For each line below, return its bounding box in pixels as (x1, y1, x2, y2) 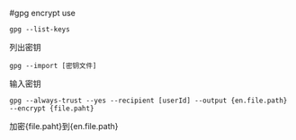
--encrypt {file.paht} (9, 104, 94, 113)
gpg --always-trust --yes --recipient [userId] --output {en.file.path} (9, 96, 288, 105)
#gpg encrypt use (9, 8, 76, 18)
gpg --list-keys (9, 25, 70, 34)
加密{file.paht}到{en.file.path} (9, 121, 119, 131)
